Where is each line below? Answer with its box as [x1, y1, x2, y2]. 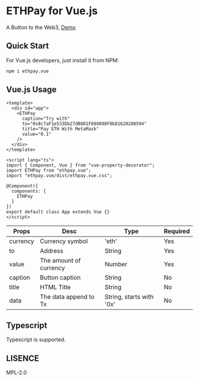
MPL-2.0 [6, 369, 27, 376]
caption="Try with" [21, 116, 70, 122]
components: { [11, 188, 46, 194]
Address [40, 247, 63, 255]
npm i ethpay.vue [6, 68, 49, 74]
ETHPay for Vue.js [6, 4, 98, 18]
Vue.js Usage [6, 85, 57, 95]
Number [104, 260, 127, 268]
